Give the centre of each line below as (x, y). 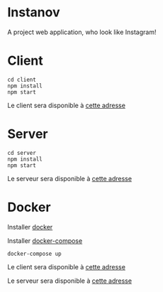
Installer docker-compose (45, 240)
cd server (22, 153)
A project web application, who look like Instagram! (82, 32)
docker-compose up (34, 254)
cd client (22, 80)
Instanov (34, 12)
